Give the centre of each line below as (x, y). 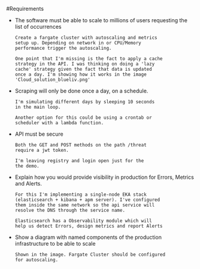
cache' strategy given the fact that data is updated (83, 69)
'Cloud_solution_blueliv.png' (53, 80)
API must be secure (39, 134)
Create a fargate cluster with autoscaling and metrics (86, 38)
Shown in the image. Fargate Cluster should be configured (90, 255)
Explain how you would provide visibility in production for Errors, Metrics (104, 177)
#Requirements (25, 9)
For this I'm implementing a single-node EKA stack (81, 195)
